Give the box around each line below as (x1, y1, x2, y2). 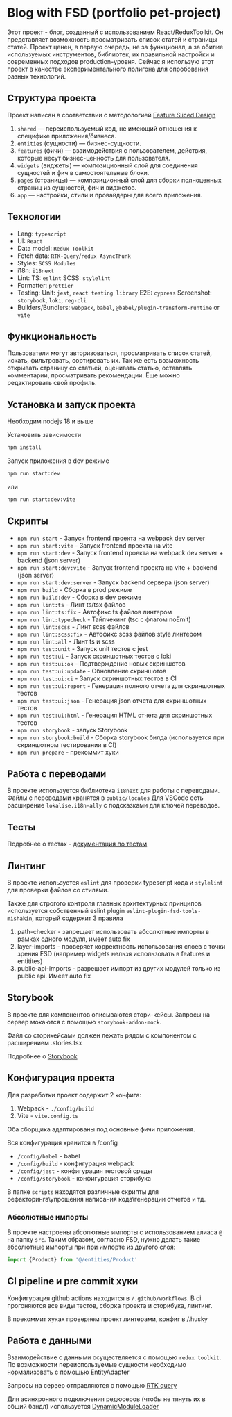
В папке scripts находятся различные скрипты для (7, 1187, 159, 1196)
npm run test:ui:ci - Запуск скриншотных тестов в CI (17, 674, 177, 682)
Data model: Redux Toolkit (17, 244, 95, 252)
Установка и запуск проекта (7, 398, 136, 411)
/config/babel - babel (17, 1152, 80, 1160)
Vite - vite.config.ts (17, 1111, 79, 1120)
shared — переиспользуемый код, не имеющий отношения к (17, 124, 197, 133)
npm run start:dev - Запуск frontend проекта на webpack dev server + (17, 548, 224, 557)
